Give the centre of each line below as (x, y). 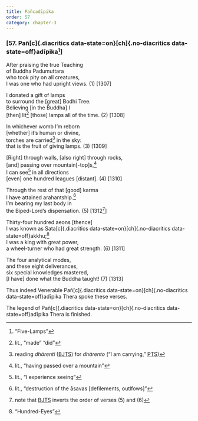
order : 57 (18, 17)
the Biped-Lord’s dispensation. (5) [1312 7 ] (57, 210)
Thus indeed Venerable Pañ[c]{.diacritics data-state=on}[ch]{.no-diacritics (97, 290)
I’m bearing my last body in (39, 203)
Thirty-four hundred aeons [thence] (49, 222)
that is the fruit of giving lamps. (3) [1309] (57, 146)
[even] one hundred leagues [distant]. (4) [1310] (64, 179)
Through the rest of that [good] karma (52, 190)
